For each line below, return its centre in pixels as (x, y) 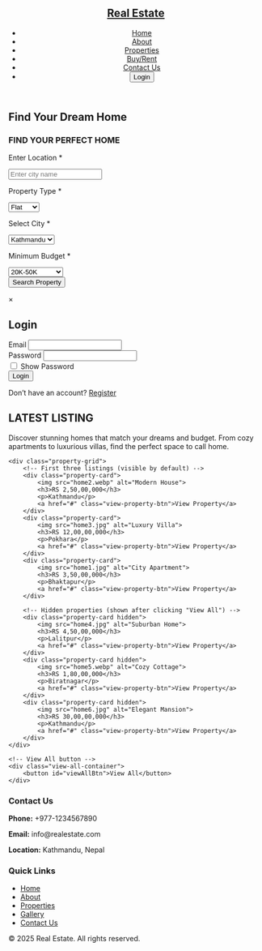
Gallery (32, 915)
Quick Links (32, 871)
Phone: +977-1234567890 (53, 819)
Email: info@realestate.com (55, 834)
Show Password (47, 366)
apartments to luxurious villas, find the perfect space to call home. (119, 446)
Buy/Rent (142, 58)
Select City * (30, 224)
